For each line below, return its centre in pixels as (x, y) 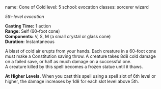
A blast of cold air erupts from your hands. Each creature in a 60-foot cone (81, 51)
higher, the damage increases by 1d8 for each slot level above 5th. (72, 81)
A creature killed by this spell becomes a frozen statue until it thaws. (74, 67)
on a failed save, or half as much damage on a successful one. (68, 61)
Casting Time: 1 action (28, 26)
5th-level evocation (25, 16)
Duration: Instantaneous (30, 42)
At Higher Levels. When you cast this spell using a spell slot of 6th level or (80, 76)
